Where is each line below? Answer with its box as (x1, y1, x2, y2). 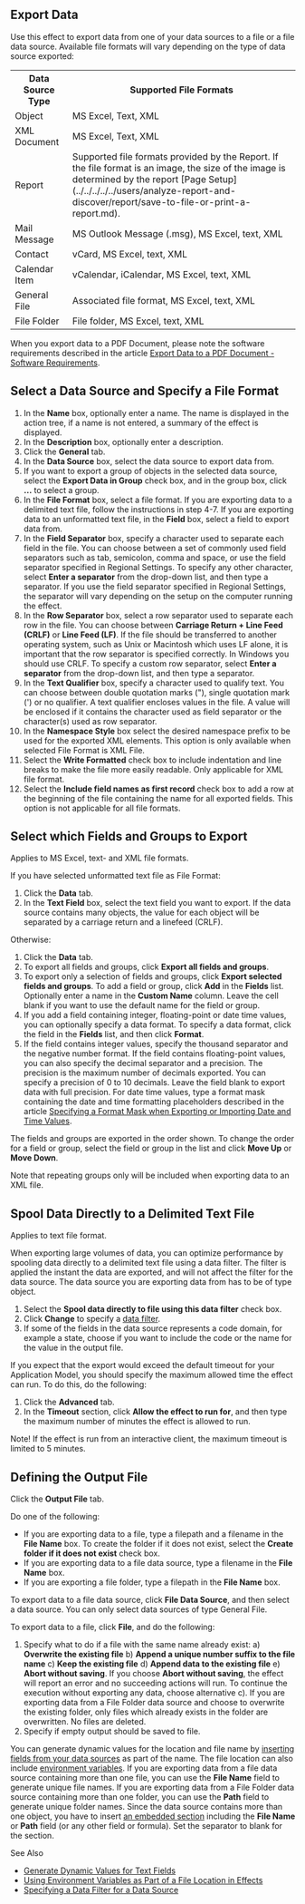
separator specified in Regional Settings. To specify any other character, (23, 561, 293, 572)
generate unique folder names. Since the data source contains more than (10, 1802, 283, 1812)
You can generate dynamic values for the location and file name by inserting (10, 1744, 295, 1754)
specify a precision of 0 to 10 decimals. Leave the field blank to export (23, 1077, 286, 1088)
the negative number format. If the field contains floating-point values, (23, 1048, 286, 1059)
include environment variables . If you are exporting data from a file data (10, 1763, 278, 1773)
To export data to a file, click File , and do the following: (10, 1622, 215, 1633)
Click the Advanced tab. (23, 1396, 116, 1408)
